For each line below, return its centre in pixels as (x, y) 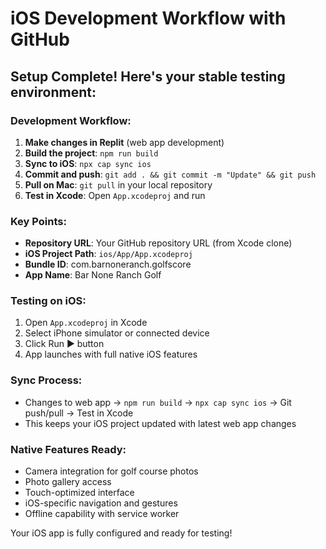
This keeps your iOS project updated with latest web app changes (160, 423)
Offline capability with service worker (102, 514)
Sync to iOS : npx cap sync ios (88, 163)
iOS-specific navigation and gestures (101, 503)
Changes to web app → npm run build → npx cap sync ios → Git (158, 402)
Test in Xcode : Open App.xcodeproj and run (115, 195)
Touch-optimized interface (79, 493)
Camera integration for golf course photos (111, 471)
